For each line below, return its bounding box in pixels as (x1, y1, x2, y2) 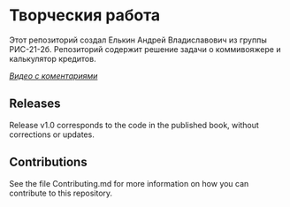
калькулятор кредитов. (9, 53, 96, 64)
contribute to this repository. (9, 188, 113, 198)
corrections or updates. (9, 129, 95, 140)
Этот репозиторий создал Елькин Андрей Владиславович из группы (9, 34, 267, 45)
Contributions (9, 155, 88, 170)
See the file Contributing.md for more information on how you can (9, 178, 249, 188)
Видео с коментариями (9, 70, 98, 80)
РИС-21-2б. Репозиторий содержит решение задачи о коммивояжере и (9, 43, 281, 54)
